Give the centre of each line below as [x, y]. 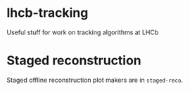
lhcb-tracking [47, 13]
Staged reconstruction [74, 61]
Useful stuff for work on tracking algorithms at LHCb [83, 32]
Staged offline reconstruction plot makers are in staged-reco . [95, 80]
